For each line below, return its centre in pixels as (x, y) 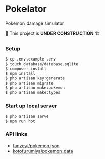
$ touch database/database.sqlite (42, 64)
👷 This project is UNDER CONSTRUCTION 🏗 (53, 33)
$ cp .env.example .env (31, 59)
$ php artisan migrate (29, 83)
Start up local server (31, 106)
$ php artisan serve (27, 116)
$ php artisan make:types (33, 93)
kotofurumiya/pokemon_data (43, 151)
